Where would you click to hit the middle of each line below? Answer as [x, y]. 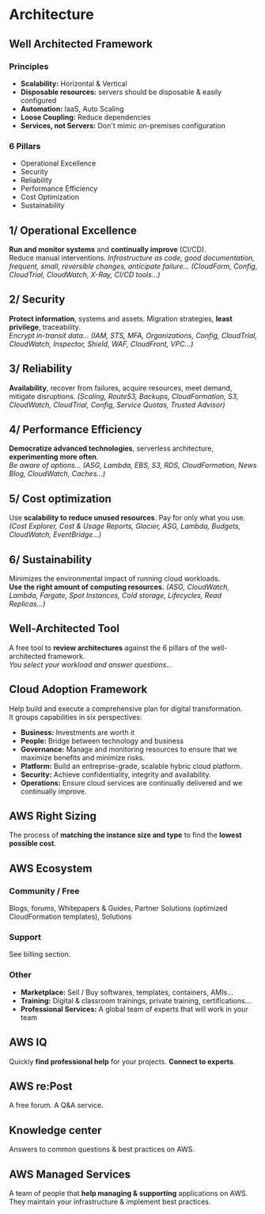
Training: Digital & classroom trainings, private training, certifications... [136, 1000]
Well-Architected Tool [64, 628]
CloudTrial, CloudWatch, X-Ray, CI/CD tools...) [85, 274]
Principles [29, 67]
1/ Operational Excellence [73, 230]
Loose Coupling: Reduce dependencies [85, 117]
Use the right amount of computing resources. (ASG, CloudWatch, [119, 587]
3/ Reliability [41, 369]
